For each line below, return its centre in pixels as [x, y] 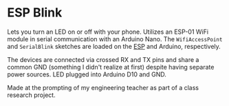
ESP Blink [35, 13]
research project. [32, 95]
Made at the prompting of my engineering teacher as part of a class [103, 87]
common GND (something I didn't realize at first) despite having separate [111, 67]
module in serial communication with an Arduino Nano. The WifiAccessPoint [115, 39]
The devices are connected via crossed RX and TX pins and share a [103, 59]
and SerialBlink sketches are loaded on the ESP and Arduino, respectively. [114, 46]
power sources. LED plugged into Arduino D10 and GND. [87, 74]
